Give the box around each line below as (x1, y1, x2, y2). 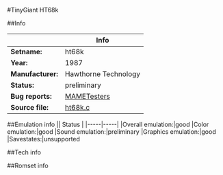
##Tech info (7, 148, 41, 156)
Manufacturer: (10, 69, 59, 78)
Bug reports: (10, 92, 53, 101)
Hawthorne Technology (64, 69, 141, 78)
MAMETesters (64, 92, 111, 101)
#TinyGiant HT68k (7, 6, 59, 14)
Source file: (10, 103, 49, 112)
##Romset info (7, 161, 49, 170)
